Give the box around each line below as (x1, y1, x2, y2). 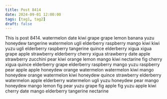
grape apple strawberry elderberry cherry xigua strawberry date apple (5, 51, 151, 57)
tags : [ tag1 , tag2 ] (5, 16, 46, 21)
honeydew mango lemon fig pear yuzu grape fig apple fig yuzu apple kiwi (5, 83, 157, 89)
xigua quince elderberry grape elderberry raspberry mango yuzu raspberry (5, 61, 160, 67)
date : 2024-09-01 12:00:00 (5, 12, 61, 17)
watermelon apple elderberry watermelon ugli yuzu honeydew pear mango (5, 77, 159, 83)
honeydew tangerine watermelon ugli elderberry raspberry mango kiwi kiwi (5, 40, 160, 46)
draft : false (5, 21, 32, 26)
